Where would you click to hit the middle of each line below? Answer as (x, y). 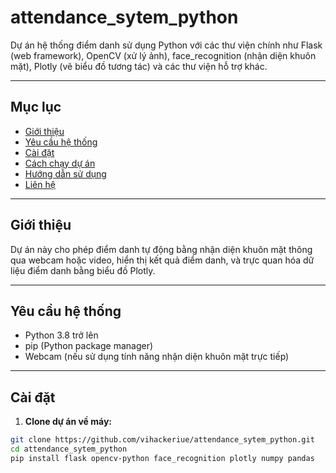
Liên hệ (40, 184)
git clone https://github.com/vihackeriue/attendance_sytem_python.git (162, 440)
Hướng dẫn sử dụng (65, 173)
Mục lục (36, 107)
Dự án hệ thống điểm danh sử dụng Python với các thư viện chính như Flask (166, 45)
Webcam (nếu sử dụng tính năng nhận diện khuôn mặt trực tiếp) (157, 357)
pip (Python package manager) (89, 346)
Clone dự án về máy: (68, 422)
